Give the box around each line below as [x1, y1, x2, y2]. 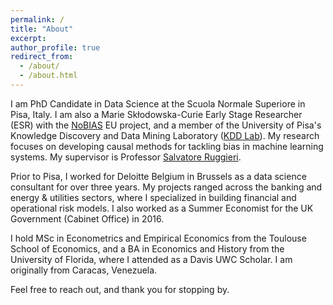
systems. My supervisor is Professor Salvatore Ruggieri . [10, 151, 242, 163]
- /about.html [19, 71, 78, 81]
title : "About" [10, 24, 74, 34]
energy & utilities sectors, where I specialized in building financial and [10, 191, 297, 203]
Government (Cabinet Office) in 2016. [10, 212, 165, 225]
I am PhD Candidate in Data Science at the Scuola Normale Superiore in [10, 97, 306, 110]
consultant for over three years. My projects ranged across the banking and [10, 181, 323, 193]
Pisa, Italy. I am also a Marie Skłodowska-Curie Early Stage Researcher [10, 108, 303, 120]
